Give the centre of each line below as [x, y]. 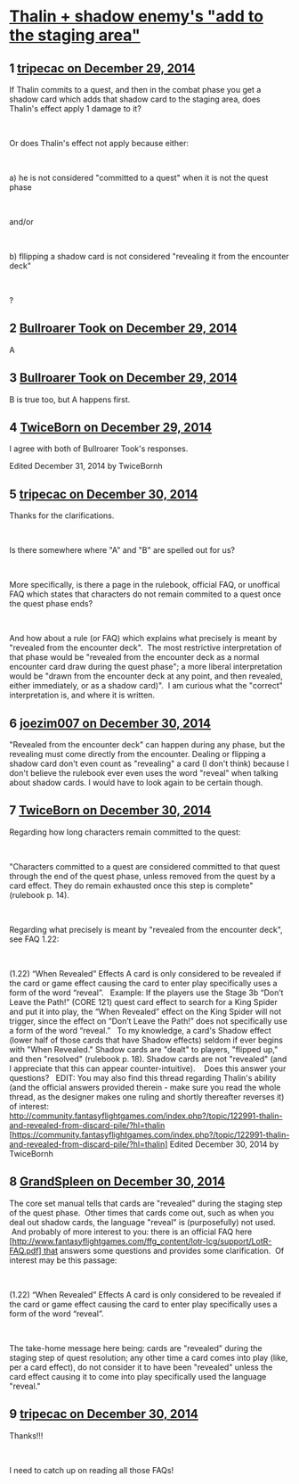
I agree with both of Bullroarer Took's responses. [99, 449]
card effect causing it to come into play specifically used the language [138, 1376]
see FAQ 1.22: [34, 939]
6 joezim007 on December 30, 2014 [110, 723]
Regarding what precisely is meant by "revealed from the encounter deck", [146, 929]
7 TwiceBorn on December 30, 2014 [110, 810]
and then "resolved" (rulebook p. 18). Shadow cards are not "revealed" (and [148, 1059]
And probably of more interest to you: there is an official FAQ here [132, 1232]
